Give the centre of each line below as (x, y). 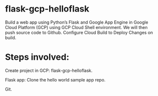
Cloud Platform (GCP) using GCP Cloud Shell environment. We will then (76, 27)
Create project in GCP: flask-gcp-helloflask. (49, 70)
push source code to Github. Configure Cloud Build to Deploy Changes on (79, 32)
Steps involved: (37, 57)
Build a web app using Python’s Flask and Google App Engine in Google (77, 22)
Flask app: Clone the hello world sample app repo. (55, 80)
